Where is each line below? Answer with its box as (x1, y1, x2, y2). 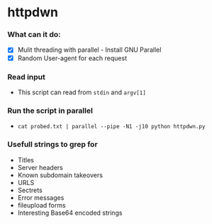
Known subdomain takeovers (17, 171, 103, 179)
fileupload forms (17, 201, 66, 209)
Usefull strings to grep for (7, 140, 98, 150)
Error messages (17, 193, 65, 202)
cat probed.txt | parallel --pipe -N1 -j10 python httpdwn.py (17, 123, 206, 130)
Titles (17, 155, 34, 164)
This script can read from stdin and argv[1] (17, 88, 147, 96)
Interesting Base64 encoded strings (17, 208, 123, 217)
